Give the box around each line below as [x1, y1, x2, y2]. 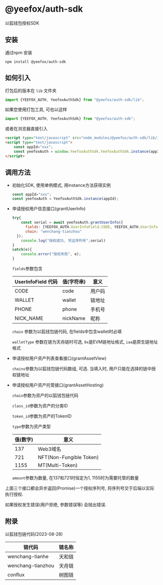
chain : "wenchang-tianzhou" [25, 229, 82, 234]
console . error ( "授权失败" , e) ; [21, 252, 81, 256]
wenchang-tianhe [7, 553, 49, 560]
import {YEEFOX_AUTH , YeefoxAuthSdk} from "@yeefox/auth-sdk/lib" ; [5, 97, 145, 102]
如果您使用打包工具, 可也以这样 [5, 107, 67, 112]
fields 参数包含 [12, 266, 43, 271]
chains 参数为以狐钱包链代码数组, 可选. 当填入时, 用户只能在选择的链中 [12, 366, 152, 371]
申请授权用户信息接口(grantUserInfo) [12, 206, 86, 212]
